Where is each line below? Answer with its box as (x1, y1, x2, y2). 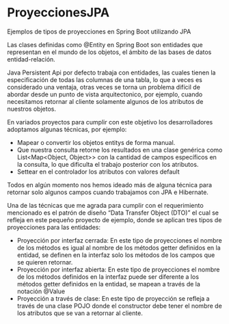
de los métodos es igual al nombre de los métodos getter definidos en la (16, 243, 221, 252)
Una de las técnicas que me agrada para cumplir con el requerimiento (7, 201, 204, 209)
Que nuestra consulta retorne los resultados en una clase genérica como (16, 146, 223, 154)
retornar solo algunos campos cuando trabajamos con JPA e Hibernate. (7, 188, 208, 196)
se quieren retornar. (16, 258, 73, 266)
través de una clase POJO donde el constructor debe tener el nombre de (16, 301, 222, 310)
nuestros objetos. (7, 105, 57, 113)
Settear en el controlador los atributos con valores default (16, 167, 180, 176)
